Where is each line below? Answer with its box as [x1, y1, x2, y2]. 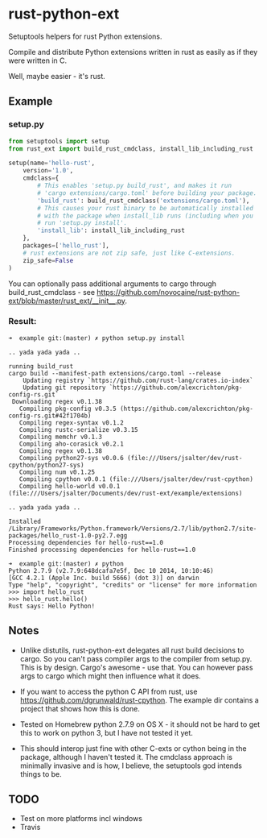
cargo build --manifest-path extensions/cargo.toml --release [8, 369, 221, 377]
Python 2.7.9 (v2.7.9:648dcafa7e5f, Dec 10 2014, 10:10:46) [8, 566, 215, 575]
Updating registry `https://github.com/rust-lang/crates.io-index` [23, 376, 253, 384]
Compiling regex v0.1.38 [18, 446, 103, 455]
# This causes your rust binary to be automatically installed [37, 204, 253, 212]
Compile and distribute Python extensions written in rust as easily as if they [8, 47, 258, 56]
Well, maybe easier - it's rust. [8, 71, 106, 81]
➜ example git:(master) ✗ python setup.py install [8, 334, 185, 342]
